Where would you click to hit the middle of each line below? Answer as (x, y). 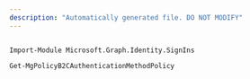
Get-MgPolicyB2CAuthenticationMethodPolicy (92, 66)
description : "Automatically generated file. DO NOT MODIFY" (126, 18)
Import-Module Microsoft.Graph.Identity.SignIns (102, 50)
